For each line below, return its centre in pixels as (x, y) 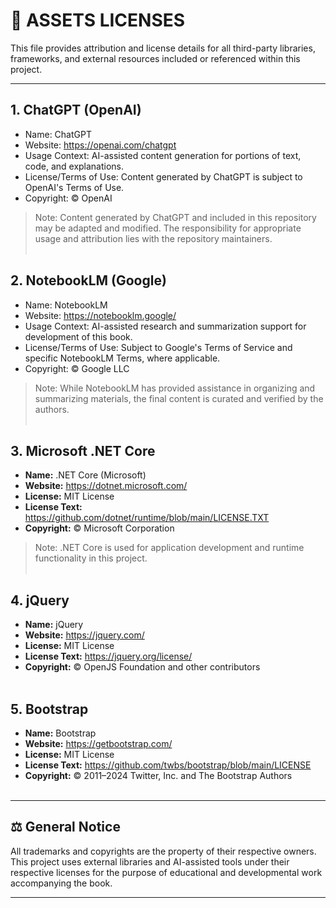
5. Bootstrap (49, 709)
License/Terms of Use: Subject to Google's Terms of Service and (158, 347)
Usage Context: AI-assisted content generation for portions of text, (163, 155)
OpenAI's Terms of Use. (74, 187)
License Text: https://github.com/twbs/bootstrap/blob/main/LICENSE (168, 765)
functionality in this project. (91, 558)
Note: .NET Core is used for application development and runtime (169, 548)
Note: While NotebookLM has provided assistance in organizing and (175, 388)
